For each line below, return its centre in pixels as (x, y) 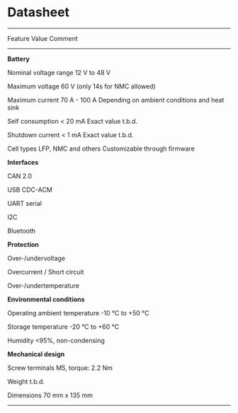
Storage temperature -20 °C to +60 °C (63, 327)
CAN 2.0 (20, 176)
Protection (23, 244)
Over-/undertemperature (44, 285)
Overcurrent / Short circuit (46, 272)
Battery (19, 59)
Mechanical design (36, 354)
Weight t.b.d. (26, 381)
